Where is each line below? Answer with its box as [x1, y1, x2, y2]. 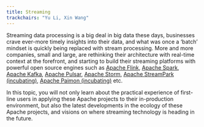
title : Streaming [6, 9, 51, 15]
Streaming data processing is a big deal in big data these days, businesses [6, 31, 195, 38]
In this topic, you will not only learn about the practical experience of [6, 89, 179, 96]
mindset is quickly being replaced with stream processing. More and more [6, 44, 194, 52]
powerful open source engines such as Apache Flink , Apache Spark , [6, 64, 179, 71]
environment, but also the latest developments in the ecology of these [6, 101, 183, 109]
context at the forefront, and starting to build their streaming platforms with [6, 57, 196, 65]
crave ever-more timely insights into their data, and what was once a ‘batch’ [6, 38, 198, 45]
